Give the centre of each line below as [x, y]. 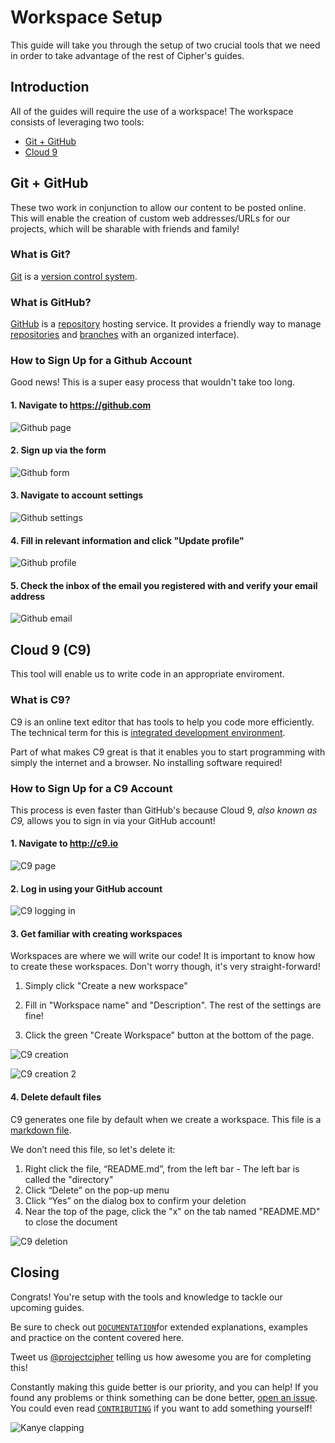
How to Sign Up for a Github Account [101, 361]
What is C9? [40, 700]
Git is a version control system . [74, 276]
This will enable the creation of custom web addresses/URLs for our [150, 218]
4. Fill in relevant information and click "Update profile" [127, 540]
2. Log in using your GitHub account [86, 888]
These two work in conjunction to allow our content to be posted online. [158, 207]
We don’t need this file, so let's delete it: [93, 1149]
